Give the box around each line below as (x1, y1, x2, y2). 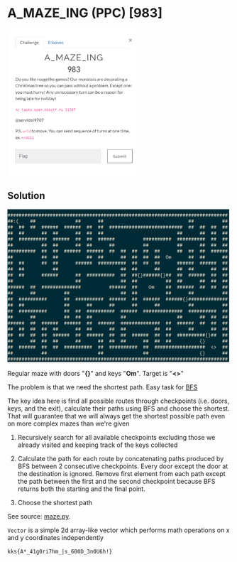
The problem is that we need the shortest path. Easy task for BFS (7, 383, 198, 391)
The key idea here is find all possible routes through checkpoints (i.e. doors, (7, 396, 230, 406)
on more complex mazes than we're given (7, 419, 130, 428)
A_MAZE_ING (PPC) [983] (7, 5, 163, 21)
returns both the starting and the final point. (17, 485, 145, 493)
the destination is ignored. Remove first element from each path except (17, 470, 226, 478)
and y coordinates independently (7, 534, 104, 542)
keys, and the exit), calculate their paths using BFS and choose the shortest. (7, 404, 230, 413)
